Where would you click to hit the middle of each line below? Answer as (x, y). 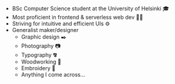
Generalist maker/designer (45, 30)
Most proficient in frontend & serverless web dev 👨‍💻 (77, 17)
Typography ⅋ (39, 55)
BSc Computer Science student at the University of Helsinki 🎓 (91, 8)
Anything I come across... (53, 75)
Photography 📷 (41, 46)
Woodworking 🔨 (41, 62)
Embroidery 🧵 (38, 68)
